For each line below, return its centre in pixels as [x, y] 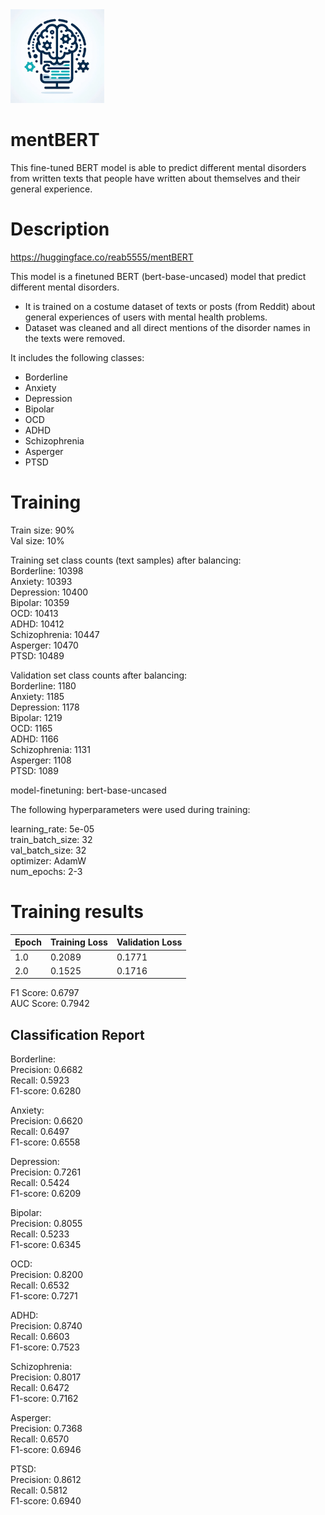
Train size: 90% [42, 530]
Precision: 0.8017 [46, 1377]
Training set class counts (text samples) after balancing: [126, 560]
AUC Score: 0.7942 [50, 1004]
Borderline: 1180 [43, 685]
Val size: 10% [37, 540]
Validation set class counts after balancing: [99, 675]
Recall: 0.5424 [40, 1183]
